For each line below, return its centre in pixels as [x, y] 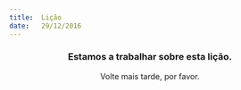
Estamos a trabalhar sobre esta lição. [150, 57]
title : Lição [36, 17]
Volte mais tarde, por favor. [150, 76]
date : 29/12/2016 [46, 26]
